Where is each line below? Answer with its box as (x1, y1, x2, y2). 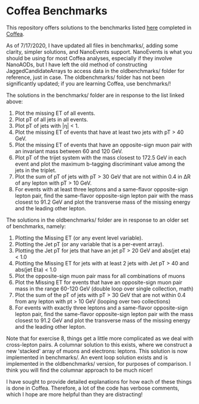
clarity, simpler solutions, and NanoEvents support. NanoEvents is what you (6, 48, 192, 55)
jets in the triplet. (14, 166, 57, 174)
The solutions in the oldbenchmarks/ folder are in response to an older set (6, 216, 189, 224)
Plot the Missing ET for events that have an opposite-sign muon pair (14, 278, 183, 286)
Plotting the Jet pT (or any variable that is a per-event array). (14, 240, 164, 247)
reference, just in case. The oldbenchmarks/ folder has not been (6, 74, 165, 81)
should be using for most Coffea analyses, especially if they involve (6, 54, 172, 62)
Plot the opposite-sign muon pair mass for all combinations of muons (14, 272, 185, 279)
